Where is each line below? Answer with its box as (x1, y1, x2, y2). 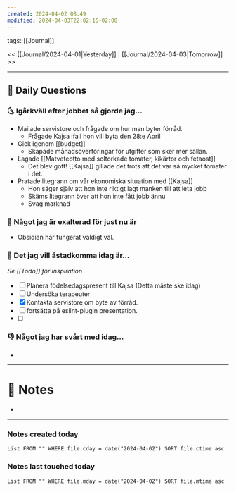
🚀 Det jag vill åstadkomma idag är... (7, 251, 130, 261)
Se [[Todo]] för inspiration (7, 266, 83, 275)
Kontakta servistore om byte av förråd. (26, 297, 138, 307)
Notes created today (7, 429, 79, 439)
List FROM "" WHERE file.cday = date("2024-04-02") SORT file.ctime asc (7, 445, 225, 453)
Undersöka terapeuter (26, 290, 91, 298)
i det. (27, 170, 44, 178)
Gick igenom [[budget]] (17, 140, 86, 148)
